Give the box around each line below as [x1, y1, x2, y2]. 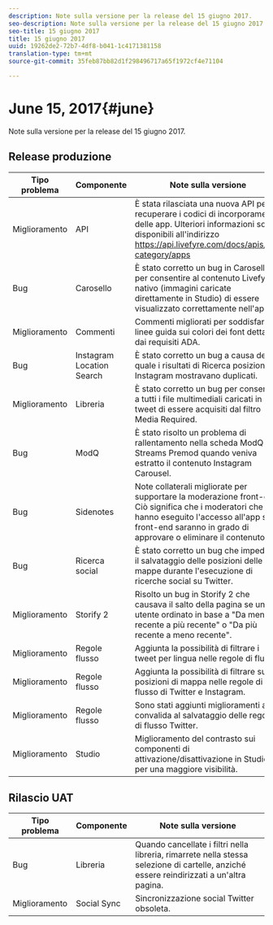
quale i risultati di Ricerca [134, 360, 232, 371]
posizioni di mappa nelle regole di [134, 676, 263, 687]
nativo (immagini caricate [134, 282, 232, 294]
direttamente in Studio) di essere [134, 292, 260, 303]
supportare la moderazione [134, 491, 238, 502]
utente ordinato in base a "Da [134, 609, 246, 620]
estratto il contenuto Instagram [134, 457, 252, 469]
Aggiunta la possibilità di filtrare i [134, 642, 260, 653]
